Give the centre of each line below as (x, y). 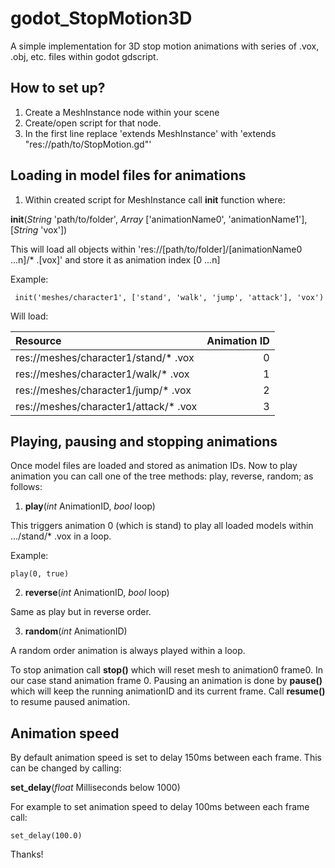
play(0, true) (40, 574)
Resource (38, 340)
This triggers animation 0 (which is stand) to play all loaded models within (162, 526)
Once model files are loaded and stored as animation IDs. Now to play (154, 466)
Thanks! (27, 854)
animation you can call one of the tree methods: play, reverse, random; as (162, 476)
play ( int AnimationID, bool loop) (90, 506)
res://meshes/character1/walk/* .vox (102, 374)
